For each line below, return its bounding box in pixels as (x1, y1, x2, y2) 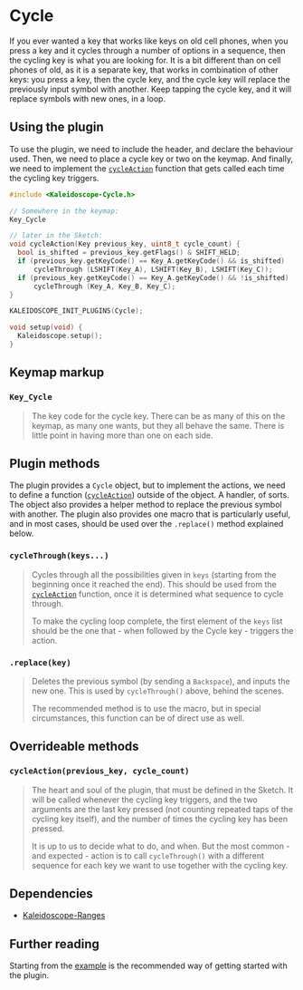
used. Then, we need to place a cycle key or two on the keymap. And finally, (9, 153, 294, 164)
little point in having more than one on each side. (31, 430, 213, 441)
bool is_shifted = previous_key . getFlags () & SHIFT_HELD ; (17, 248, 241, 257)
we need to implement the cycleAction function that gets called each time (9, 162, 285, 173)
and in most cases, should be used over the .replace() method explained (9, 519, 284, 529)
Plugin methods (9, 455, 100, 471)
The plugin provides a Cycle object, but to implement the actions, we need (9, 480, 286, 490)
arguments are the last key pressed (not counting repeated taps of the (31, 803, 294, 814)
